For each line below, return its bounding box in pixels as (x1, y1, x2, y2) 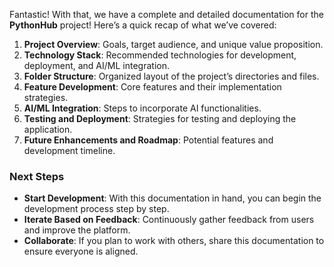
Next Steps (9, 169, 65, 183)
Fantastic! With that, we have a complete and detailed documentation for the (9, 9, 324, 20)
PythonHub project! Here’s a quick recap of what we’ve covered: (9, 19, 277, 31)
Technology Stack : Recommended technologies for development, (23, 49, 297, 61)
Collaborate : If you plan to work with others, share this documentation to (23, 235, 325, 247)
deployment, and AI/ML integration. (23, 60, 170, 71)
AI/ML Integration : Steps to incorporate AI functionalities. (23, 102, 262, 114)
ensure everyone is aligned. (23, 245, 139, 258)
